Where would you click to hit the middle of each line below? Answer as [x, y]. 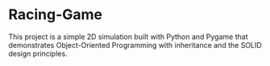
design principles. [38, 53]
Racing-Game [56, 15]
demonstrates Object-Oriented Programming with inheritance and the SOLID [135, 45]
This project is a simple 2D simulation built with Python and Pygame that [128, 37]
